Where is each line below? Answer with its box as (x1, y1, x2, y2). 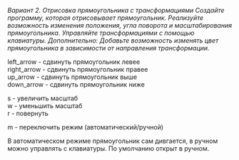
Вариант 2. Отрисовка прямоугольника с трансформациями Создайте (7, 6, 225, 14)
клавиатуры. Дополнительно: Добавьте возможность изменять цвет (7, 36, 219, 45)
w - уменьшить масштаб (7, 102, 83, 110)
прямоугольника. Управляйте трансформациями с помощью (7, 28, 195, 37)
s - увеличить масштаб (7, 94, 78, 102)
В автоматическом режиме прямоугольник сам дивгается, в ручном (7, 137, 218, 145)
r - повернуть (7, 110, 49, 117)
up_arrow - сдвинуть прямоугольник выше (7, 73, 138, 81)
